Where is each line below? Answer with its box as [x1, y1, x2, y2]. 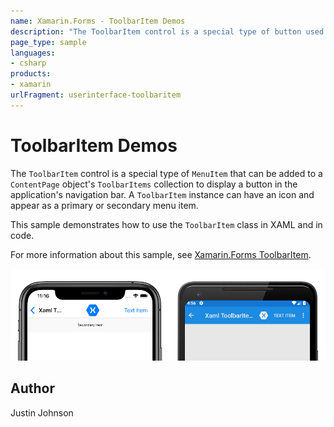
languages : [10, 48, 56, 58]
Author [10, 380, 55, 397]
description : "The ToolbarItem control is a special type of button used [10, 26, 325, 37]
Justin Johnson [10, 406, 74, 419]
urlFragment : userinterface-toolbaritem [10, 90, 182, 100]
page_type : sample [10, 37, 87, 47]
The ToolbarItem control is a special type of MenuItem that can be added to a [10, 167, 323, 179]
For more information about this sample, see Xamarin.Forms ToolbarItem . [10, 248, 312, 260]
